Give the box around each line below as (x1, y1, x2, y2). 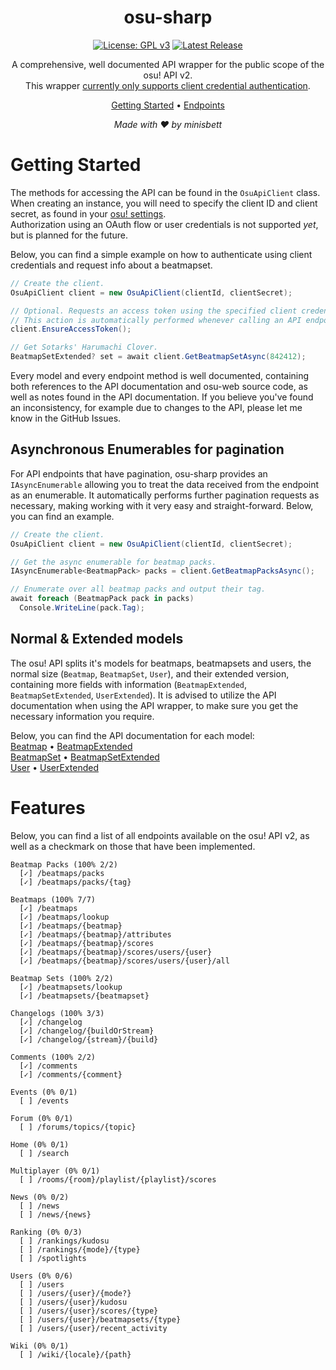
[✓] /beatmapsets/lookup (19, 982, 123, 992)
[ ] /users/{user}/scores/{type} (19, 1306, 159, 1316)
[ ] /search (19, 1148, 70, 1158)
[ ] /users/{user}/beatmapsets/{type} (19, 1314, 182, 1325)
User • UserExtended (10, 761, 99, 773)
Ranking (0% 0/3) (10, 1227, 83, 1237)
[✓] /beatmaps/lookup (19, 912, 110, 922)
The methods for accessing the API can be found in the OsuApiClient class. (10, 186, 321, 198)
